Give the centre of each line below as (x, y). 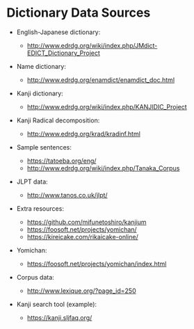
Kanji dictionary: (40, 93)
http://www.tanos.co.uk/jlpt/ (67, 195)
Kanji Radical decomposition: (58, 120)
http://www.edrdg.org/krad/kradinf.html (83, 134)
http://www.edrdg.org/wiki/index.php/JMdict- (92, 45)
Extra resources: (40, 208)
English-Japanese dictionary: (58, 32)
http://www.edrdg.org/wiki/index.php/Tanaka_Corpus (103, 168)
